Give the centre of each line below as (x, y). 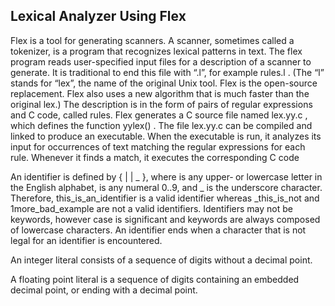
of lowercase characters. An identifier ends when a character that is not (158, 230)
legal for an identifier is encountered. (86, 240)
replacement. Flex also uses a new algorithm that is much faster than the (160, 93)
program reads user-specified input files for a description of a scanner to (161, 61)
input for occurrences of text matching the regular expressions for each (158, 146)
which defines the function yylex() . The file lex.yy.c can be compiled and (161, 125)
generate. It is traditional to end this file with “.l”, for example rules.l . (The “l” (167, 72)
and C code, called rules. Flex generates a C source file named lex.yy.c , (159, 115)
